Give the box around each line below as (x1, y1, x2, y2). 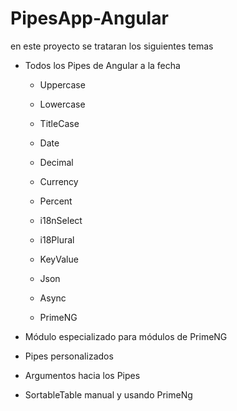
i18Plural (39, 233, 75, 246)
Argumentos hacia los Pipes (24, 369, 141, 381)
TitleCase (39, 117, 80, 129)
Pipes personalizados (24, 350, 114, 362)
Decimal (39, 156, 74, 168)
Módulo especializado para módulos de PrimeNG (24, 330, 228, 342)
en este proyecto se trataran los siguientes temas (10, 40, 214, 52)
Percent (39, 195, 73, 207)
